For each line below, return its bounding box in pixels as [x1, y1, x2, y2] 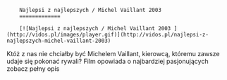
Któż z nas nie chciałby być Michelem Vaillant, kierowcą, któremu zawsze [6, 50, 220, 58]
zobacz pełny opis [6, 65, 60, 73]
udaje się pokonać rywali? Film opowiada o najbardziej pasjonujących [6, 57, 209, 65]
